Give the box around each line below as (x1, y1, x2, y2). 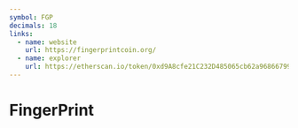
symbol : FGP (9, 12, 53, 22)
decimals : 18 (9, 21, 58, 30)
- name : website (17, 37, 77, 47)
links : (9, 29, 34, 38)
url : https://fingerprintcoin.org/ (25, 46, 157, 55)
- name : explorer (17, 54, 82, 63)
